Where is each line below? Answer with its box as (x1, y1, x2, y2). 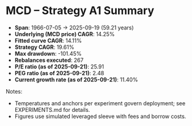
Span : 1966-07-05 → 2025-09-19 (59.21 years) (14, 24, 134, 31)
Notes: (6, 87, 23, 95)
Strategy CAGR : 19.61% (14, 43, 75, 51)
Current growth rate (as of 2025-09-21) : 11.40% (14, 76, 138, 83)
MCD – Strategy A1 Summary (6, 4, 155, 18)
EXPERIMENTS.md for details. (14, 106, 90, 113)
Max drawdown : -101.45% (14, 50, 82, 57)
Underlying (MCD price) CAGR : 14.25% (14, 30, 115, 37)
